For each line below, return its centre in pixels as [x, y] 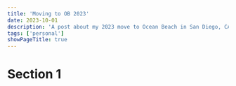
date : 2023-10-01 [33, 20]
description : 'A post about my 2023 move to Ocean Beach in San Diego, [114, 27]
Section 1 [34, 74]
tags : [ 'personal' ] [36, 33]
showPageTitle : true [38, 40]
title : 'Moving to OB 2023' [48, 14]
